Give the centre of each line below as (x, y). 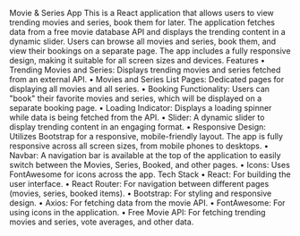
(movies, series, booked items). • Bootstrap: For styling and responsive (141, 193)
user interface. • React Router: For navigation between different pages (139, 184)
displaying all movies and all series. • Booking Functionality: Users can (140, 89)
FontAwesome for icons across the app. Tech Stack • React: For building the (150, 174)
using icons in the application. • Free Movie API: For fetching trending (137, 212)
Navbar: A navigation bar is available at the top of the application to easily (145, 155)
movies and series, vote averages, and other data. (102, 222)
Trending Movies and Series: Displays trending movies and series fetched (145, 70)
